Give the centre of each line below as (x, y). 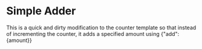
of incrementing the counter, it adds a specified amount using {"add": (93, 33)
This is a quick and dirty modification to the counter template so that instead (101, 27)
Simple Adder (41, 11)
